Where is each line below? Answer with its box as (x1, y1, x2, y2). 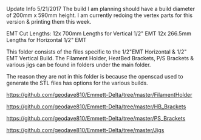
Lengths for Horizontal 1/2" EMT (6, 37, 87, 43)
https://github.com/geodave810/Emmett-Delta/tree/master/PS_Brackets (6, 115, 186, 122)
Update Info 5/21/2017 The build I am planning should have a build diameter (6, 5, 196, 12)
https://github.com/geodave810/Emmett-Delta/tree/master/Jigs (6, 127, 165, 133)
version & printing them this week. (6, 18, 92, 25)
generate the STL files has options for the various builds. (6, 79, 148, 86)
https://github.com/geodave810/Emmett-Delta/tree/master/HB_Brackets (6, 103, 186, 110)
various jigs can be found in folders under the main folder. (6, 61, 151, 68)
